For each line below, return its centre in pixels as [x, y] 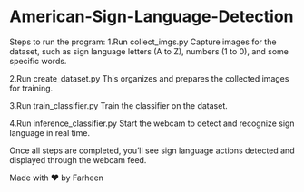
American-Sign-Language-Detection [152, 17]
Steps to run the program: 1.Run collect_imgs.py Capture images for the [143, 42]
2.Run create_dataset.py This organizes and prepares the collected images [149, 78]
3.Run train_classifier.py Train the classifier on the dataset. [119, 105]
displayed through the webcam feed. [78, 159]
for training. [31, 88]
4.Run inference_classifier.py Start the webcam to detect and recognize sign [152, 123]
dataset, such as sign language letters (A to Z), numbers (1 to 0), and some [149, 51]
